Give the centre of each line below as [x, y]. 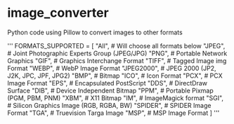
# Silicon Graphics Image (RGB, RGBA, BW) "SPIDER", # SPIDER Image [109, 105]
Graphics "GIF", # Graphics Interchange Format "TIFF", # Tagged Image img [117, 60]
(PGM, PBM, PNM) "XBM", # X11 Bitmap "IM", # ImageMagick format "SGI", [115, 98]
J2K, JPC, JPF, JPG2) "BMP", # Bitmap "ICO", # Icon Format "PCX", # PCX [115, 76]
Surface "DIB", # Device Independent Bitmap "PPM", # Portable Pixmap [110, 90]
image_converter [58, 13]
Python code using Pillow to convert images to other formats [95, 32]
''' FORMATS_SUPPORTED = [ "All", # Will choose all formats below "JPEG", [116, 46]
